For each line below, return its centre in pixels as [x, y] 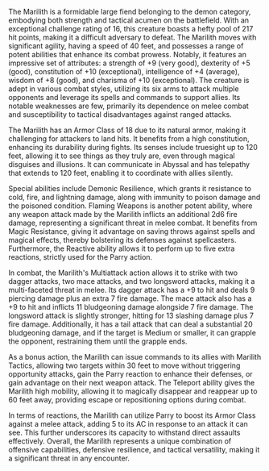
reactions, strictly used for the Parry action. [81, 257]
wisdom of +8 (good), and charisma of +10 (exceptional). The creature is [129, 80]
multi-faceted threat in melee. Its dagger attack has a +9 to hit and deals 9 [132, 290]
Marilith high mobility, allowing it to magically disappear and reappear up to [133, 391]
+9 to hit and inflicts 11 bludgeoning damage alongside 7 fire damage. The [131, 307]
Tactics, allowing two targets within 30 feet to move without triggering [124, 365]
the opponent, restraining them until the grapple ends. [98, 341]
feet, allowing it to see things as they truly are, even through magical [122, 156]
